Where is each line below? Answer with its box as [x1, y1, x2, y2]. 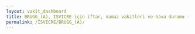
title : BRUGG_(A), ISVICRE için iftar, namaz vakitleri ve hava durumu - [6, 14, 190, 20]
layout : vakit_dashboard [6, 8, 67, 14]
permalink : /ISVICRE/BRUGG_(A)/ [6, 19, 85, 25]
